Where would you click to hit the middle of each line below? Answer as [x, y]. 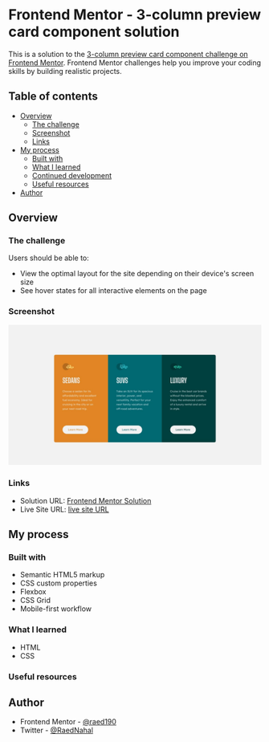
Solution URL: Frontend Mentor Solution [86, 500]
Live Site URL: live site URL [65, 509]
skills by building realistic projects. [65, 71]
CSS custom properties [59, 583]
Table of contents [53, 97]
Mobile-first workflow [56, 609]
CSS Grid [35, 601]
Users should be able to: [49, 258]
